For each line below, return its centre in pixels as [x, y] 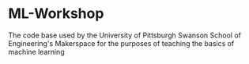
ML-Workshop [56, 14]
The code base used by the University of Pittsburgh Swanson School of [124, 35]
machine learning [36, 52]
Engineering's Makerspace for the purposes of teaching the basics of [121, 43]
